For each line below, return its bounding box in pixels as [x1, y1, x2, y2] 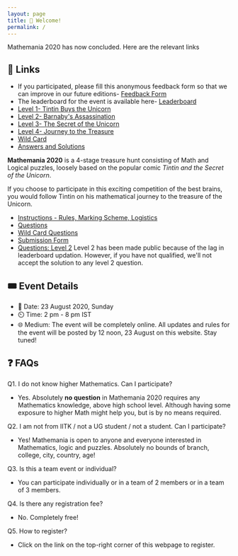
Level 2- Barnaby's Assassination [17, 112, 115, 121]
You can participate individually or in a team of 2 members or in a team [17, 478, 225, 487]
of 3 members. [17, 485, 62, 494]
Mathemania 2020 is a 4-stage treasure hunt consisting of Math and [7, 156, 209, 165]
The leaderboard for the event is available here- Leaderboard [17, 97, 197, 106]
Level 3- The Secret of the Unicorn [17, 120, 120, 128]
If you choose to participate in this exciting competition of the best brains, [7, 185, 223, 193]
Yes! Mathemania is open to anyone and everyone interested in [17, 436, 202, 444]
